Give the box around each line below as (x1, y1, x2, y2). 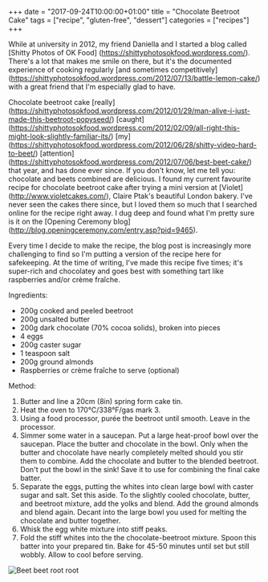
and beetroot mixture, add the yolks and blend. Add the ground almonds (19, 499, 259, 508)
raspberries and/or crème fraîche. (8, 275, 120, 284)
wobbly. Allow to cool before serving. (19, 550, 144, 560)
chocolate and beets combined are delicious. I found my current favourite (8, 174, 251, 184)
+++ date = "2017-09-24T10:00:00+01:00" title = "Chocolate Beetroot (8, 7, 240, 16)
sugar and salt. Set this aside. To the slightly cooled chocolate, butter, (19, 491, 251, 499)
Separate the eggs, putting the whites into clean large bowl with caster (19, 482, 254, 491)
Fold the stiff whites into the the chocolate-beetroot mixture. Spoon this (19, 533, 257, 542)
